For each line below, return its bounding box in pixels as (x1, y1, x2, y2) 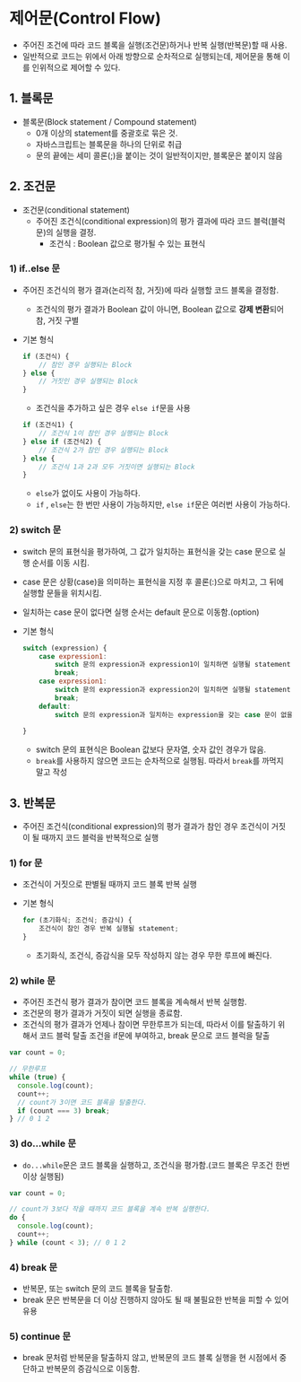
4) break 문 (9, 1261, 58, 1273)
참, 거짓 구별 (35, 315, 79, 326)
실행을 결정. (55, 226, 97, 238)
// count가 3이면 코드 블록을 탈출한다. (17, 1098, 148, 1106)
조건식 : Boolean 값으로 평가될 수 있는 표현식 (48, 238, 206, 249)
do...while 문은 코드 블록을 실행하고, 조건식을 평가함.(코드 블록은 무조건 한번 (21, 1159, 290, 1170)
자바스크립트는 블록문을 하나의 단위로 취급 (35, 138, 183, 149)
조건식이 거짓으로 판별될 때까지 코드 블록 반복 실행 (21, 879, 197, 889)
